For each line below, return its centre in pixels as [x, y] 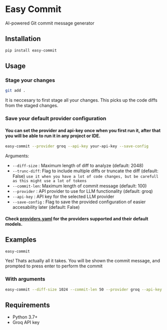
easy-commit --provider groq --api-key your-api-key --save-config [77, 146]
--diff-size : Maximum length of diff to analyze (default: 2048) [78, 166]
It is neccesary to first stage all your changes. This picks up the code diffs [81, 100]
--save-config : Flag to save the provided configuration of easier [79, 202]
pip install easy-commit [31, 50]
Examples [21, 240]
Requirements [27, 305]
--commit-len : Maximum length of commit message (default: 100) [79, 186]
